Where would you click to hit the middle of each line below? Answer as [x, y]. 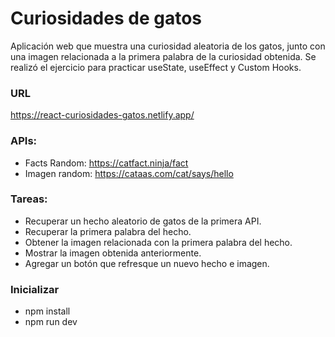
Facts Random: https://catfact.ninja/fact [106, 163]
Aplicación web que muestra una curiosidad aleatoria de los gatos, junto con [168, 46]
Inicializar [35, 289]
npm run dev [51, 322]
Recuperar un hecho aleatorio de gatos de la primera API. [143, 221]
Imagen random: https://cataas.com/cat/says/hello [129, 173]
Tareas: [29, 199]
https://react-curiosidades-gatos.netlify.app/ [102, 115]
